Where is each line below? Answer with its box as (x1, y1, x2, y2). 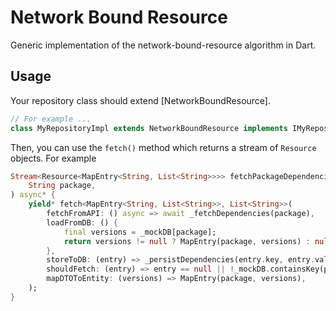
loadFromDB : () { (46, 217, 118, 228)
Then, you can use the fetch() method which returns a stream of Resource (10, 141, 317, 153)
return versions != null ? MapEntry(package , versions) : (63, 236, 311, 246)
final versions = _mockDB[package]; (63, 227, 217, 237)
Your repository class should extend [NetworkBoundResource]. (10, 94, 272, 106)
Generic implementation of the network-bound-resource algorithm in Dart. (10, 39, 317, 51)
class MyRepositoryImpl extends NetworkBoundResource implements (10, 123, 288, 133)
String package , (28, 181, 97, 191)
